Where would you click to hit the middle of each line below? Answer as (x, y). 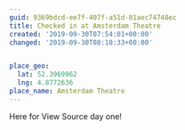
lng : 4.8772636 (45, 83)
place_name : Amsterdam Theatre (67, 91)
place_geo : (29, 66)
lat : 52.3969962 (47, 75)
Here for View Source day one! (66, 116)
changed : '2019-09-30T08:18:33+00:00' (81, 42)
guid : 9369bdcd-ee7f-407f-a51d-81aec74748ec (93, 17)
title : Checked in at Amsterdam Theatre (85, 26)
